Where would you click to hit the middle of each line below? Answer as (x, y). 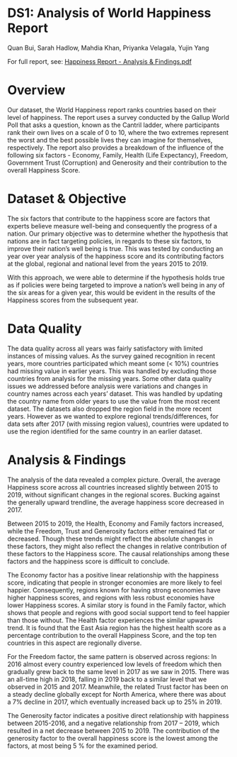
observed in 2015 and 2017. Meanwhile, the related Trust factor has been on (118, 687)
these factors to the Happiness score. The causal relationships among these (118, 553)
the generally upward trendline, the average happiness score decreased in (116, 502)
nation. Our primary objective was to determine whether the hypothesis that (118, 233)
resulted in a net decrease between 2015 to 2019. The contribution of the (114, 730)
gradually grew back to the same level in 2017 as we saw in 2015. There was (118, 671)
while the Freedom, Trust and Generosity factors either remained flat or (111, 531)
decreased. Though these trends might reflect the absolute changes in (110, 538)
